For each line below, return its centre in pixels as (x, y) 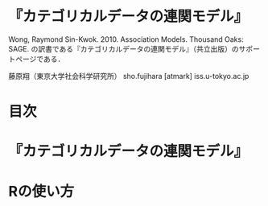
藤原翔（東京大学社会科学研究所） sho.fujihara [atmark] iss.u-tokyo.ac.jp (129, 76)
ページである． (40, 59)
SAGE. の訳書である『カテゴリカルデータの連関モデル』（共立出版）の (124, 48)
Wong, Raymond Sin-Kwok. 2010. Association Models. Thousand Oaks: (126, 39)
